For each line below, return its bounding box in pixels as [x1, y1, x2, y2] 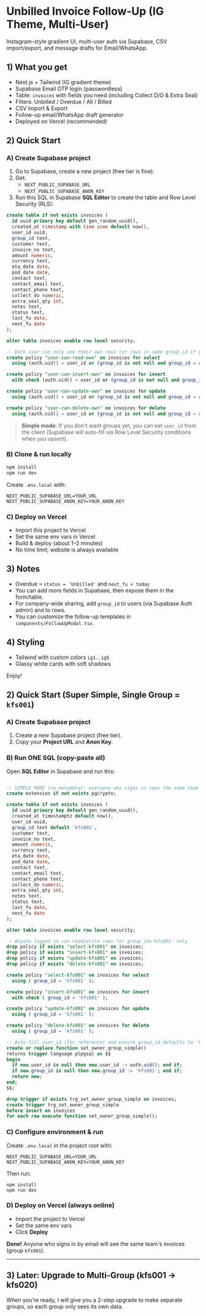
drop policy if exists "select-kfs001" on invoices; [6, 944, 144, 950]
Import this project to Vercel [15, 526, 86, 534]
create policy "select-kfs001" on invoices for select [6, 972, 150, 978]
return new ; [12, 1074, 43, 1080]
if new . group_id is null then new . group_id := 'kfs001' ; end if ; [12, 1068, 183, 1074]
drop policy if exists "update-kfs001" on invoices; [6, 955, 144, 961]
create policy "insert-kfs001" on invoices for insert [6, 988, 150, 995]
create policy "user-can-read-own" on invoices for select [6, 355, 161, 361]
